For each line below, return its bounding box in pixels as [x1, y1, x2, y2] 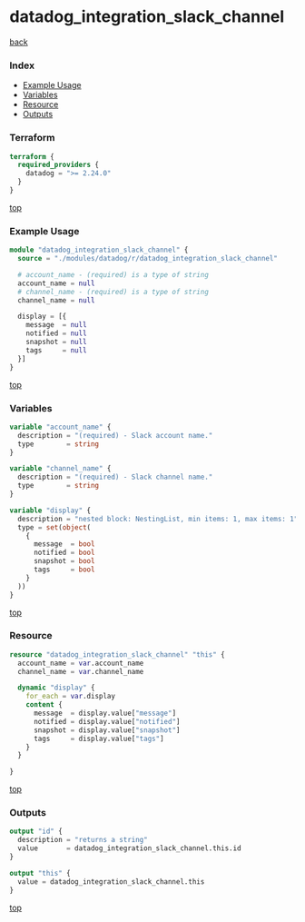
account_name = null [17, 279, 95, 288]
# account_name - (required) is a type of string [17, 270, 209, 279]
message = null [25, 321, 88, 330]
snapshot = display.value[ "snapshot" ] [33, 725, 181, 735]
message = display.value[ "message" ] [33, 709, 177, 719]
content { [25, 700, 64, 709]
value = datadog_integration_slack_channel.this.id [17, 844, 242, 853]
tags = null [25, 345, 88, 355]
